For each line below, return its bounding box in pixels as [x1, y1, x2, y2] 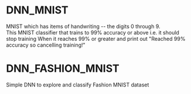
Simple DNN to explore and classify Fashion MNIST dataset [6, 81, 149, 88]
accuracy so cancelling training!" [6, 41, 86, 48]
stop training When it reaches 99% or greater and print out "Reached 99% [6, 35, 186, 42]
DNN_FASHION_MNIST [6, 62, 120, 75]
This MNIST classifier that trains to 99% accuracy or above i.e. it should [6, 29, 180, 36]
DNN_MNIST [6, 4, 69, 17]
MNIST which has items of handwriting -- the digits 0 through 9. [6, 23, 161, 30]
